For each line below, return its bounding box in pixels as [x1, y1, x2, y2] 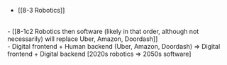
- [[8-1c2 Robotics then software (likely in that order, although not [7, 28, 199, 35]
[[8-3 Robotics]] [17, 6, 65, 14]
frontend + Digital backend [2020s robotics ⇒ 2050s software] [7, 49, 192, 58]
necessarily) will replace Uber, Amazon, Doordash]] [7, 35, 158, 43]
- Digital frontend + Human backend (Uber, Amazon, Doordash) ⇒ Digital [7, 42, 221, 50]
